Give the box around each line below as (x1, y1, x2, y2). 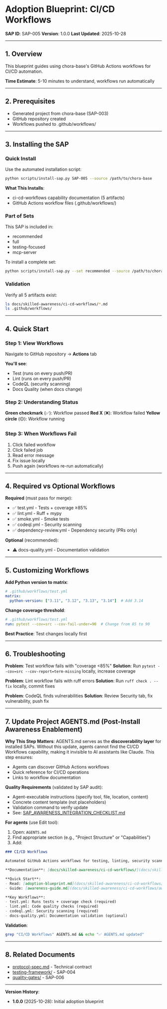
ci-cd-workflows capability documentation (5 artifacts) (12, 195, 125, 201)
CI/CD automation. (5, 68, 43, 74)
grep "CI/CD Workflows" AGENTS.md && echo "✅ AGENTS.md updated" (5, 932, 144, 937)
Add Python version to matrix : (5, 579, 69, 585)
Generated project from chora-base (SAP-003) (12, 110, 109, 116)
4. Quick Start (5, 324, 49, 333)
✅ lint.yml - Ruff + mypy (12, 510, 62, 516)
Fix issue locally (12, 458, 46, 464)
